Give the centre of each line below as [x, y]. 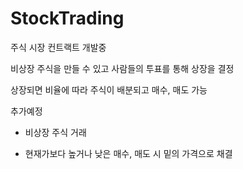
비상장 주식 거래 [55, 132]
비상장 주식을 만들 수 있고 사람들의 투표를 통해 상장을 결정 [122, 68]
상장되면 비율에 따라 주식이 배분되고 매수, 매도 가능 [109, 89]
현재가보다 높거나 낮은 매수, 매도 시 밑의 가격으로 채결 [128, 153]
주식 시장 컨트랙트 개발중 [58, 47]
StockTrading [67, 18]
